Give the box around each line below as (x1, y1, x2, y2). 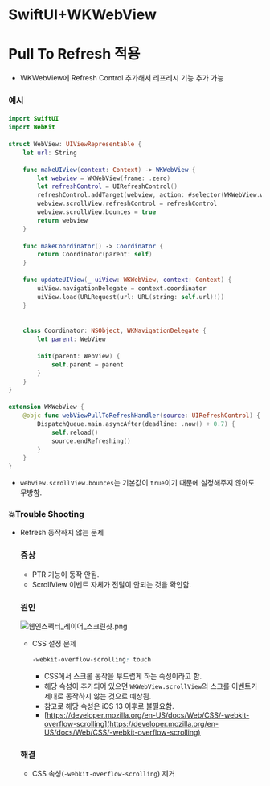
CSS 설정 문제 (31, 639, 77, 649)
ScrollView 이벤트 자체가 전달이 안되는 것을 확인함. (31, 579, 191, 589)
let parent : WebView (37, 335, 106, 343)
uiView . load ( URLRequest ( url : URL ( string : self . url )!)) (37, 293, 225, 301)
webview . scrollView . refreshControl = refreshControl (37, 199, 218, 208)
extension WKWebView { (8, 403, 84, 411)
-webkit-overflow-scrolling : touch (31, 656, 151, 664)
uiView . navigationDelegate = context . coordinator (37, 284, 207, 293)
